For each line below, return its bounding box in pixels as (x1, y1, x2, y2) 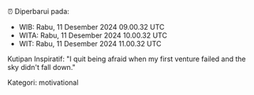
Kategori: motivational (7, 78, 79, 87)
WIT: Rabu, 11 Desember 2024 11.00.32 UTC (18, 39, 162, 48)
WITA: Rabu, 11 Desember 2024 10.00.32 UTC (18, 31, 167, 40)
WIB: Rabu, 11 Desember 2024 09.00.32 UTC (18, 23, 165, 31)
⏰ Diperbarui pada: (7, 7, 70, 16)
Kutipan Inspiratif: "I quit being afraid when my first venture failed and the (7, 54, 246, 64)
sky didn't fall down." (7, 63, 76, 71)
